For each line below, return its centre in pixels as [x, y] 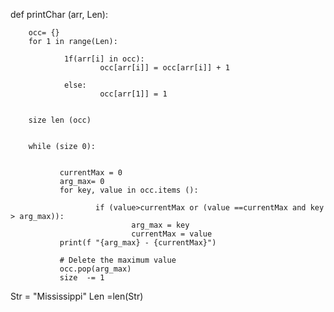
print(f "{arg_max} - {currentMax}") [138, 243]
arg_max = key [160, 225]
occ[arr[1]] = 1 [133, 94]
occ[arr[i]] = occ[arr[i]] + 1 [164, 68]
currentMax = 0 [91, 173]
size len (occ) [60, 120]
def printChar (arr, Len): [59, 14]
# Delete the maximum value [118, 260]
